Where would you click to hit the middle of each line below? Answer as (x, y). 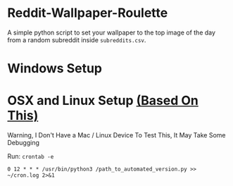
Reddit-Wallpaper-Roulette (88, 13)
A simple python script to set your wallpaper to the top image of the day (112, 32)
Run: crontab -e (31, 156)
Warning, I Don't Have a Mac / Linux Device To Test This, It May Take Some (116, 135)
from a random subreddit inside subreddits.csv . (77, 39)
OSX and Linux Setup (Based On (103, 101)
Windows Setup (55, 69)
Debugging (24, 143)
